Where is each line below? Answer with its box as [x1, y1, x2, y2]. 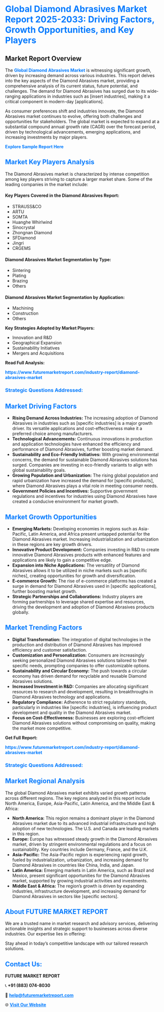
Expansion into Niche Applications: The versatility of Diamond [12, 562, 140, 568]
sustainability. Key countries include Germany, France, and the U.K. [12, 846, 148, 852]
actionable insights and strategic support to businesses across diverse [5, 926, 148, 931]
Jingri [12, 240, 24, 246]
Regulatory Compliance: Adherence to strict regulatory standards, [12, 699, 147, 705]
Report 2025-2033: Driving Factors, [5, 14, 155, 25]
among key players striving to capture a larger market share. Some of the [5, 176, 153, 182]
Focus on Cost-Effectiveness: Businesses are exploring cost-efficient [12, 714, 154, 720]
